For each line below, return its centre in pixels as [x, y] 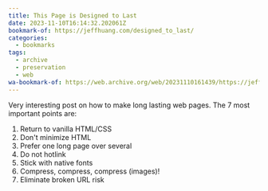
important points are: [43, 113]
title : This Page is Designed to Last [73, 16]
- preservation [41, 68]
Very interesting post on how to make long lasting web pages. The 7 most [129, 105]
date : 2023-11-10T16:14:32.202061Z [67, 23]
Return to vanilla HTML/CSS [66, 129]
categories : [28, 38]
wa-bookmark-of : [35, 82]
